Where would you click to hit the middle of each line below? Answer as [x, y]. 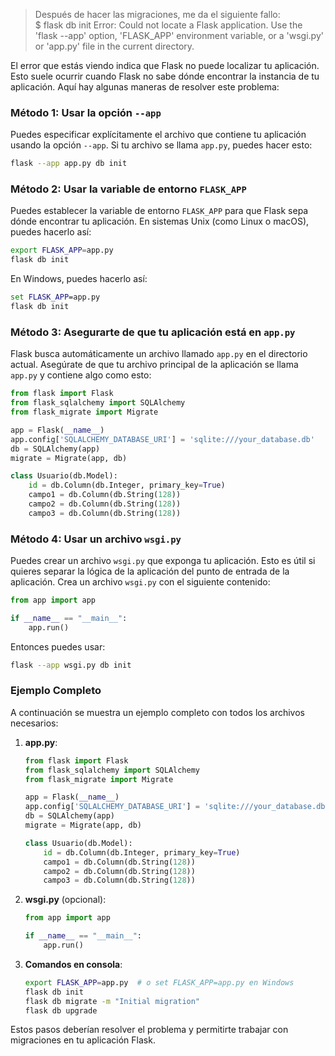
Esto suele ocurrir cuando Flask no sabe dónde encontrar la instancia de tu [165, 76]
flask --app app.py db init [69, 164]
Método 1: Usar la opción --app [86, 112]
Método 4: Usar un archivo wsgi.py [96, 539]
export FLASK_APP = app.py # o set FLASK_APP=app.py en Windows [159, 982]
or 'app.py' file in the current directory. [114, 46]
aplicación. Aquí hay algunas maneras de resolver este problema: [145, 87]
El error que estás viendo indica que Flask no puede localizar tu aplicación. [165, 65]
